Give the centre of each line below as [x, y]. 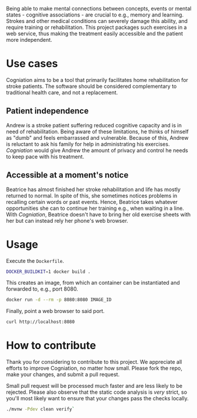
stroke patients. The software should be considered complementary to [91, 86]
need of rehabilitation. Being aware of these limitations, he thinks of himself [98, 131]
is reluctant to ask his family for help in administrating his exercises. [88, 144]
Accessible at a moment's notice [67, 175]
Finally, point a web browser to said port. [55, 311]
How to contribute [51, 346]
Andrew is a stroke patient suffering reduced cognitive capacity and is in [94, 125]
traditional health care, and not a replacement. [62, 92]
